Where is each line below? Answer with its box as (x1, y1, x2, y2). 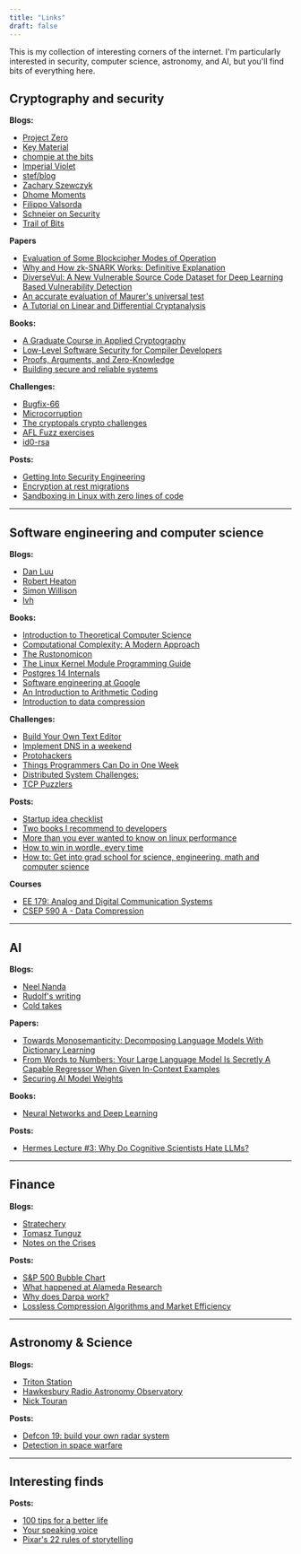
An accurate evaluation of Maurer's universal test (21, 291, 204, 301)
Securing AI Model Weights (21, 1073, 124, 1084)
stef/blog (21, 170, 56, 181)
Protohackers (21, 750, 73, 761)
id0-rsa (21, 437, 50, 448)
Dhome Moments (21, 189, 87, 200)
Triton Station (21, 1376, 73, 1387)
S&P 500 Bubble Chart (21, 1271, 106, 1283)
